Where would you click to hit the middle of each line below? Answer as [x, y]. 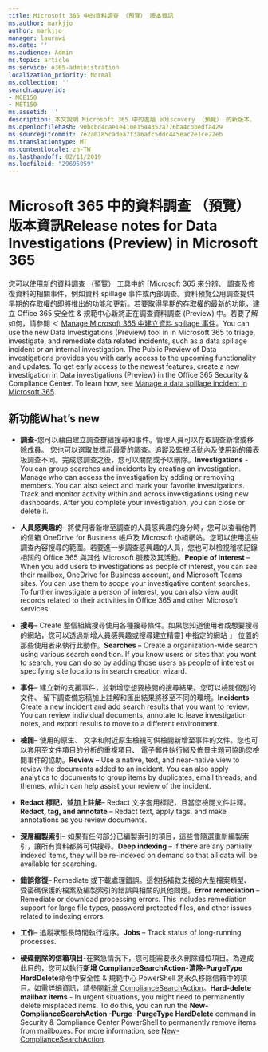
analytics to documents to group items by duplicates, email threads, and [138, 777]
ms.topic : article [39, 61]
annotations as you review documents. [83, 820]
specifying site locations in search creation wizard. [103, 670]
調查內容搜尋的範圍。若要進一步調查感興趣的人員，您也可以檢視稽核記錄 [138, 547]
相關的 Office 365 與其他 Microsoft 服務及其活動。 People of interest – [135, 557]
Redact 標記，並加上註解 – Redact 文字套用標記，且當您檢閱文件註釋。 [135, 802]
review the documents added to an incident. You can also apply [124, 769]
